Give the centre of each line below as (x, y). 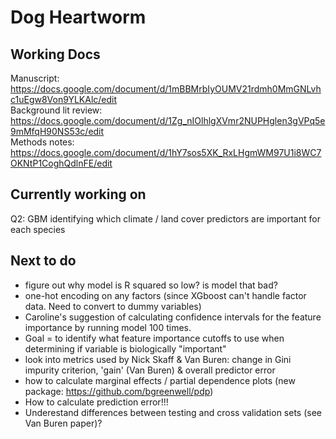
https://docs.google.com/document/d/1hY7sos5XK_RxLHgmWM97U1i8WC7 (166, 152)
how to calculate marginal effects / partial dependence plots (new (160, 380)
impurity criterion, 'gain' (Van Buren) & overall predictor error (150, 370)
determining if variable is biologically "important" (125, 348)
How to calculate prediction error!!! (96, 402)
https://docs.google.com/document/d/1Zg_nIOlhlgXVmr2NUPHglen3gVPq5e (168, 120)
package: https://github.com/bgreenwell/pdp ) (119, 391)
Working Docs (55, 54)
